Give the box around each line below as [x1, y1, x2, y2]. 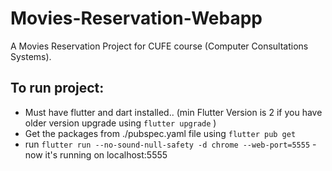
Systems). [10, 50, 52, 62]
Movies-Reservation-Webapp [10, 7, 263, 30]
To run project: [10, 80, 105, 97]
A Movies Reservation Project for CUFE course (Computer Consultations [10, 40, 309, 52]
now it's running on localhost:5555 [24, 148, 168, 161]
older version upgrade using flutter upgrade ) [24, 117, 217, 129]
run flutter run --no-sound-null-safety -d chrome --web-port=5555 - [24, 138, 317, 150]
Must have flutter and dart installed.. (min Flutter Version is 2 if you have [24, 106, 323, 118]
